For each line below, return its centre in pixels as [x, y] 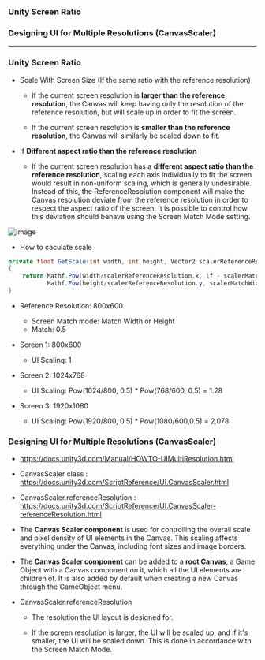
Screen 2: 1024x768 [52, 375]
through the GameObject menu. [71, 587]
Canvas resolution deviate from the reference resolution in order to [140, 199]
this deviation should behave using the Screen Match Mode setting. [141, 216]
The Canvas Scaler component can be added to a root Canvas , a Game [137, 561]
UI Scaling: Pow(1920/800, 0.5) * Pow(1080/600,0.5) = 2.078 [130, 421]
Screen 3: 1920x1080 [54, 405]
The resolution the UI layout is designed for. [102, 617]
